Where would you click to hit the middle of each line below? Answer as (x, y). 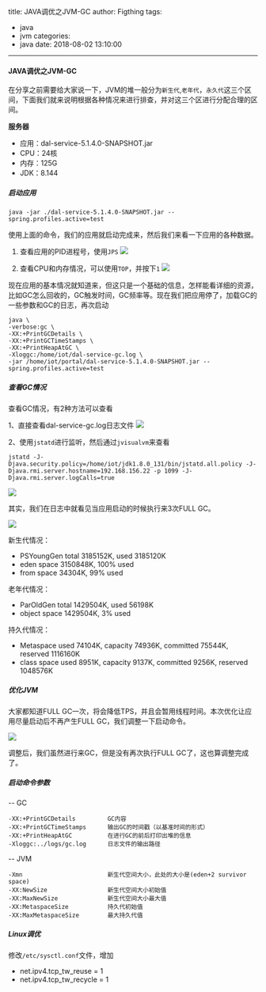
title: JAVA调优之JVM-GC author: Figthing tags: (85, 11)
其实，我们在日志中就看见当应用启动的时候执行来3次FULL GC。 (112, 508)
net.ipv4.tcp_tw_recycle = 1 (64, 979)
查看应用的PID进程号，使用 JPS (69, 252)
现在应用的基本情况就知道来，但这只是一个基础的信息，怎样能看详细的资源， (133, 285)
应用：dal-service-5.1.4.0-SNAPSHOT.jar (86, 143)
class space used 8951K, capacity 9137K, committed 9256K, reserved (133, 663)
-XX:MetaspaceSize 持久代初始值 (76, 907)
